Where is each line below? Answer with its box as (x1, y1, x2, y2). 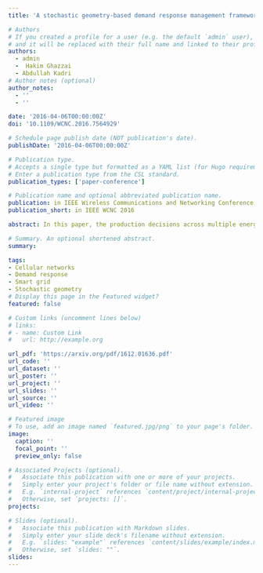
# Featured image (8, 415, 65, 424)
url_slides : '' (8, 386, 58, 395)
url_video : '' (8, 401, 55, 409)
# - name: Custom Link (8, 329, 82, 337)
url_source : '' (8, 394, 58, 402)
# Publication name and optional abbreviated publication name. (8, 192, 222, 200)
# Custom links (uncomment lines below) (8, 314, 142, 322)
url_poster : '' (8, 372, 58, 380)
